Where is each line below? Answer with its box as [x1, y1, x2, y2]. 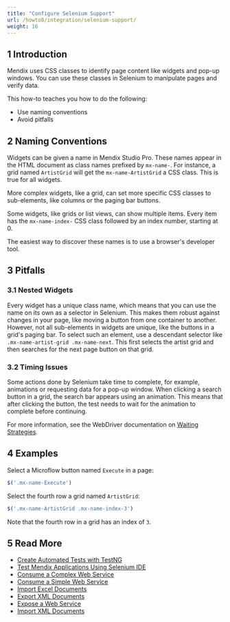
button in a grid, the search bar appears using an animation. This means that [7, 392, 223, 400]
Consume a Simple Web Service [16, 578, 108, 586]
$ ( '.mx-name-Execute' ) [7, 479, 72, 486]
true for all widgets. [7, 176, 62, 183]
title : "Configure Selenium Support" [7, 10, 115, 17]
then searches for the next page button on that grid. [7, 345, 154, 353]
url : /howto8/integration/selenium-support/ [7, 17, 137, 23]
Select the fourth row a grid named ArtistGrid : [7, 492, 140, 500]
